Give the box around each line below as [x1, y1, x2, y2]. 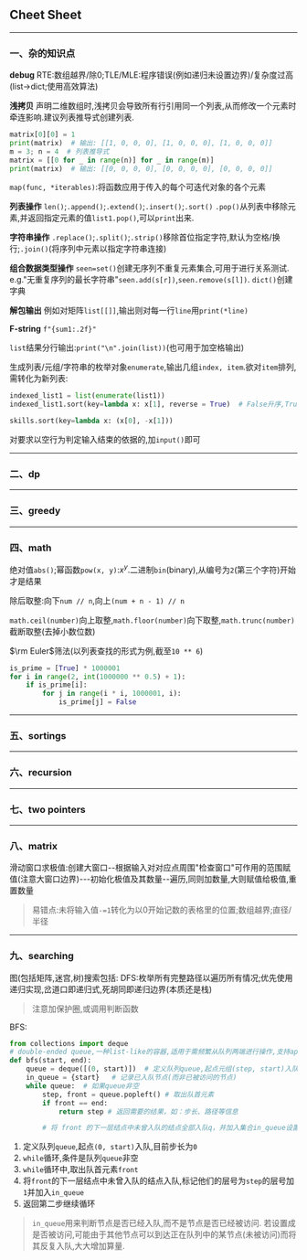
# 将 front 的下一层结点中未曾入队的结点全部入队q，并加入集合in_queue [42, 1124, 286, 1133]
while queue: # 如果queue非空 [26, 1081, 140, 1091]
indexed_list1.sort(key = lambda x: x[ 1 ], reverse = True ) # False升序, [9, 400, 286, 410]
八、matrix [9, 839, 58, 852]
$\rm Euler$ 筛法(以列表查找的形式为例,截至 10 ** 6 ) [9, 645, 204, 657]
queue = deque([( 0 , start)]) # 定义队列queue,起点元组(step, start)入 [26, 1064, 292, 1073]
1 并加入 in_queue [22, 1187, 85, 1198]
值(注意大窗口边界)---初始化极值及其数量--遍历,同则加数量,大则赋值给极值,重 [9, 873, 297, 885]
